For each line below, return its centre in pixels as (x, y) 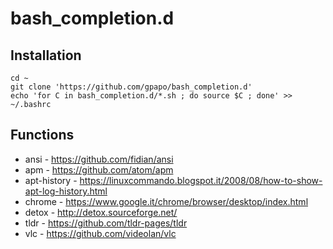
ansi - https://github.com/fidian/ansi (99, 159)
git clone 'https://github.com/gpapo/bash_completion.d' (131, 87)
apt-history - (51, 180)
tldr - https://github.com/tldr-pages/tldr (106, 223)
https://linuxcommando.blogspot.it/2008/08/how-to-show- (201, 180)
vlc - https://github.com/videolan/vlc (100, 233)
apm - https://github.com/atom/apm (99, 169)
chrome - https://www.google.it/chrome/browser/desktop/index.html (166, 201)
